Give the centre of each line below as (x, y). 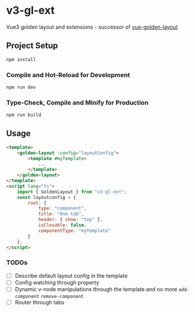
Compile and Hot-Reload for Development (68, 75)
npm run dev (21, 87)
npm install (21, 59)
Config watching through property (57, 282)
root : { (37, 203)
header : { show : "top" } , (70, 220)
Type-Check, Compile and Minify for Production (77, 102)
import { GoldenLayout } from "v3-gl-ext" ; (72, 192)
